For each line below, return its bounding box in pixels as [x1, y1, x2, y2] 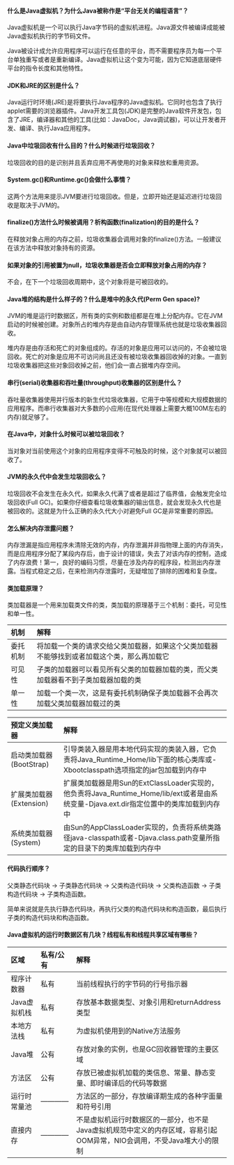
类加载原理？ [7, 584, 44, 592]
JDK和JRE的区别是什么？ [7, 81, 80, 90]
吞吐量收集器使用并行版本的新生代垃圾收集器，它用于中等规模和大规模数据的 [7, 395, 227, 404]
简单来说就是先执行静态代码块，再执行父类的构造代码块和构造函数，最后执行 [7, 905, 227, 913]
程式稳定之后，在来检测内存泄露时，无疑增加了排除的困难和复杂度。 [25, 567, 221, 576]
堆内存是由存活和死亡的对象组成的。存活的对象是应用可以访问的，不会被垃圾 [7, 344, 227, 352]
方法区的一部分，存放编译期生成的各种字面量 [76, 1091, 223, 1101]
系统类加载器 [10, 829, 54, 839]
